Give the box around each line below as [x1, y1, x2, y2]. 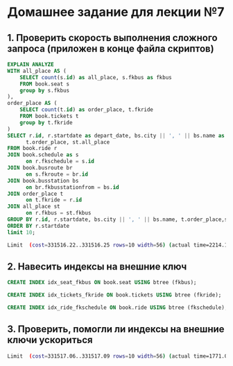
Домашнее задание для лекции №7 [7, 4, 225, 20]
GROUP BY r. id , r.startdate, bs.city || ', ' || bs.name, [7, 216, 178, 223]
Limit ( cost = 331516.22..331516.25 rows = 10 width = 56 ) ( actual [7, 241, 191, 249]
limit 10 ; [7, 228, 36, 236]
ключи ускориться [7, 334, 93, 346]
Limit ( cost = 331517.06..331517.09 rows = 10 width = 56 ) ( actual [7, 352, 191, 360]
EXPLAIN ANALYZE [7, 61, 54, 68]
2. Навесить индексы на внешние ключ [7, 260, 187, 272]
